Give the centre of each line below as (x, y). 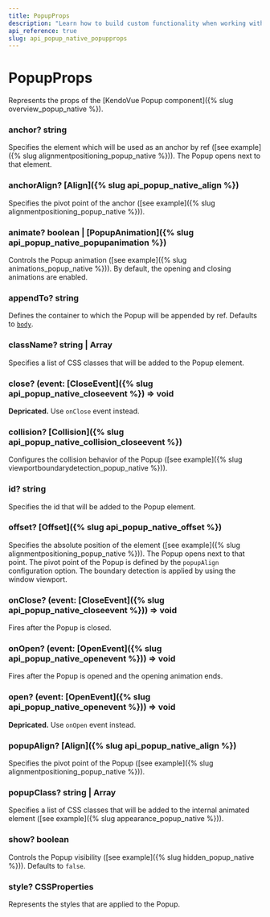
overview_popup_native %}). (56, 109)
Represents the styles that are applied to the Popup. (94, 904)
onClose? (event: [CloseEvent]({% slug (86, 600)
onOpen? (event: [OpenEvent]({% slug (85, 649)
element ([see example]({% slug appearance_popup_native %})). (116, 819)
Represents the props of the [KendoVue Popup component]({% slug (121, 101)
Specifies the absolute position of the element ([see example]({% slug (125, 545)
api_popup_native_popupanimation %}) (88, 243)
